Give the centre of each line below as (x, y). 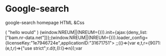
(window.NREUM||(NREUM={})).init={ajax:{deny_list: (93, 32)
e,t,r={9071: (149, 42)
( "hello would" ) (22, 32)
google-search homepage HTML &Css (45, 22)
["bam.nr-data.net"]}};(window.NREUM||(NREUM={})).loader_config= (77, 37)
